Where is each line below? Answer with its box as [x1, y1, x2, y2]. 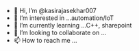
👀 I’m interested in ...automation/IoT [13, 14, 114, 22]
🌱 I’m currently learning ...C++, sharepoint [13, 21, 132, 29]
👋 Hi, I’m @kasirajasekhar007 [13, 7, 97, 14]
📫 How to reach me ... [13, 37, 77, 44]
